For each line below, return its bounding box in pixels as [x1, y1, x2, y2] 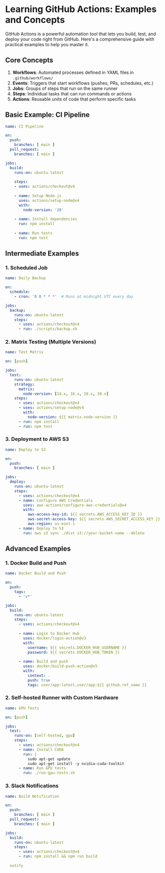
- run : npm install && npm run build [18, 854, 98, 859]
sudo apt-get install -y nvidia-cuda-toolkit [27, 761, 124, 766]
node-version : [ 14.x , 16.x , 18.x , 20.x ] [23, 391, 109, 396]
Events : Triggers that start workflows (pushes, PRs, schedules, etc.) [12, 80, 154, 86]
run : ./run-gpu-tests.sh [23, 771, 75, 776]
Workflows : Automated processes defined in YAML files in [12, 69, 134, 75]
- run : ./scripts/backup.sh [18, 326, 78, 332]
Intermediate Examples [5, 250, 79, 258]
